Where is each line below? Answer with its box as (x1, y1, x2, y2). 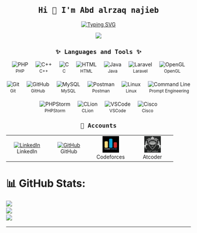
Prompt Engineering (149, 88, 189, 94)
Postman (91, 88, 110, 94)
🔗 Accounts (80, 122, 117, 130)
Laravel (133, 68, 148, 75)
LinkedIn (16, 147, 38, 155)
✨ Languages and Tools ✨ (55, 48, 142, 56)
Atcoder (142, 153, 162, 161)
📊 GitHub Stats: (6, 177, 86, 190)
